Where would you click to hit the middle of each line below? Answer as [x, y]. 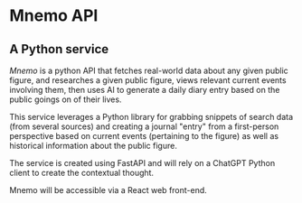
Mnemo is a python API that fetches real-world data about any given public [149, 70]
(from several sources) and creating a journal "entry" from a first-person [144, 126]
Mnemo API [54, 16]
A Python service [59, 49]
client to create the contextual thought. [82, 173]
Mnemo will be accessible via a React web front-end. [109, 190]
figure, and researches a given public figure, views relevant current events [148, 80]
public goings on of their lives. [66, 99]
